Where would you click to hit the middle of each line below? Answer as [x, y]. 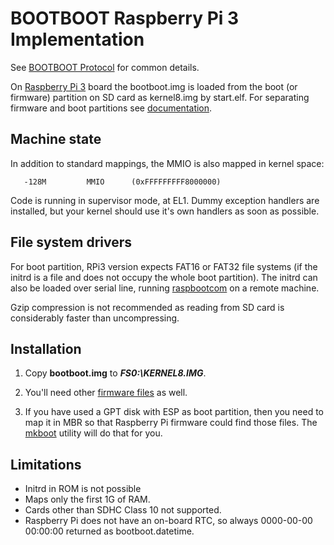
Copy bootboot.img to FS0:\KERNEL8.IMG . [115, 373]
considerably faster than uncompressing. [95, 318]
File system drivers [71, 242]
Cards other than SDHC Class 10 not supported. [123, 510]
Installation [46, 348]
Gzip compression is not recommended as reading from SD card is [147, 307]
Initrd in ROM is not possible [83, 489]
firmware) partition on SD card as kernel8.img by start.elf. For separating [160, 97]
